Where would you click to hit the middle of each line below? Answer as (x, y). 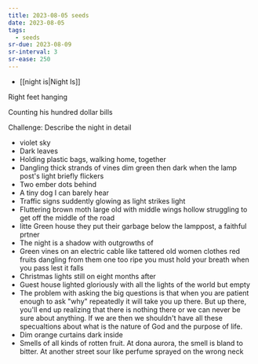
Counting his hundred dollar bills (60, 112)
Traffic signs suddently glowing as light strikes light (102, 200)
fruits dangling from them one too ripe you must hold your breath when (134, 259)
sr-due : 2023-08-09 (40, 45)
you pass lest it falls (51, 267)
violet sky (35, 142)
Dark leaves (39, 151)
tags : (17, 30)
